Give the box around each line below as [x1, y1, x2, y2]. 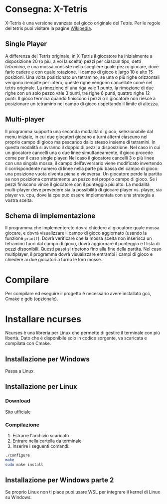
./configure [5, 453, 30, 458]
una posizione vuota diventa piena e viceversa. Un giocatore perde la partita [5, 170, 162, 176]
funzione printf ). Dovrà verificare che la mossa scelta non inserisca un [5, 235, 152, 241]
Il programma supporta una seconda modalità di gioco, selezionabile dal [5, 128, 153, 134]
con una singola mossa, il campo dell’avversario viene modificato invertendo [5, 160, 162, 166]
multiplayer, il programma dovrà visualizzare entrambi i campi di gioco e [5, 251, 153, 257]
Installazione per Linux [5, 382, 77, 391]
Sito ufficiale [5, 409, 31, 415]
